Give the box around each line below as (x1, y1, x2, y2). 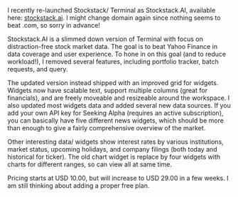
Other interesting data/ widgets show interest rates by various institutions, (7, 137, 224, 146)
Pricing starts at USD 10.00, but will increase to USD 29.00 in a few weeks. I (7, 174, 229, 182)
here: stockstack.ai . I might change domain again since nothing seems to (7, 13, 221, 22)
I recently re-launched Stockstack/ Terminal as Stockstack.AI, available (7, 6, 216, 14)
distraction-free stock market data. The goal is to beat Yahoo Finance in (7, 43, 218, 50)
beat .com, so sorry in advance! (7, 21, 101, 29)
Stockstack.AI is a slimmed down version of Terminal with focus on (7, 35, 204, 43)
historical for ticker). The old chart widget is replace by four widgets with (7, 152, 221, 161)
